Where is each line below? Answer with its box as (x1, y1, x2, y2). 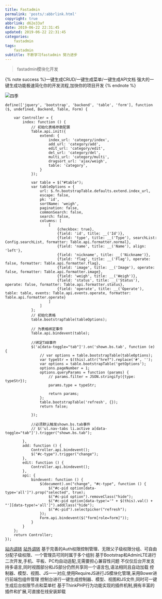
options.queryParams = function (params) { (39, 370, 130, 375)
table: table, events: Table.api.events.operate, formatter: (5, 291, 131, 296)
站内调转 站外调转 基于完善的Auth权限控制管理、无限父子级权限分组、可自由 (5, 546, 157, 552)
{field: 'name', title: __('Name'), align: (57, 244, 146, 249)
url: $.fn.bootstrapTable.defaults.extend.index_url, (39, 189, 151, 194)
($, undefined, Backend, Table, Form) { (5, 107, 88, 112)
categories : (5, 35, 29, 39)
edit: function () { (22, 460, 64, 465)
